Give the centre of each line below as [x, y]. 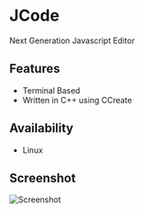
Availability [41, 128]
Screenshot [43, 177]
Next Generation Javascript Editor [72, 40]
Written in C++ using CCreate [77, 100]
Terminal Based [51, 90]
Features [35, 69]
